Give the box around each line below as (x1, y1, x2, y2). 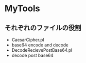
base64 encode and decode (11, 42, 69, 48)
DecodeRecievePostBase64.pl (11, 47, 72, 53)
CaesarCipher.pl (11, 37, 44, 42)
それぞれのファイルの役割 (4, 23, 81, 32)
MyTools (4, 3, 40, 14)
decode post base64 (11, 52, 54, 58)
